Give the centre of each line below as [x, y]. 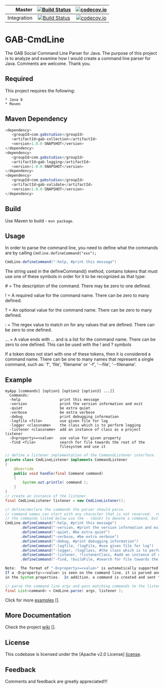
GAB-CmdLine [35, 40]
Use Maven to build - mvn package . [40, 221]
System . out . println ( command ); [56, 483]
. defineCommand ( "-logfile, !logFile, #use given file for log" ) [87, 546]
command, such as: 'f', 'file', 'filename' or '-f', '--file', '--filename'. [71, 365]
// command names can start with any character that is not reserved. [78, 514]
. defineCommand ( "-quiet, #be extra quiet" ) [65, 532]
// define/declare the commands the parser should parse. [65, 509]
